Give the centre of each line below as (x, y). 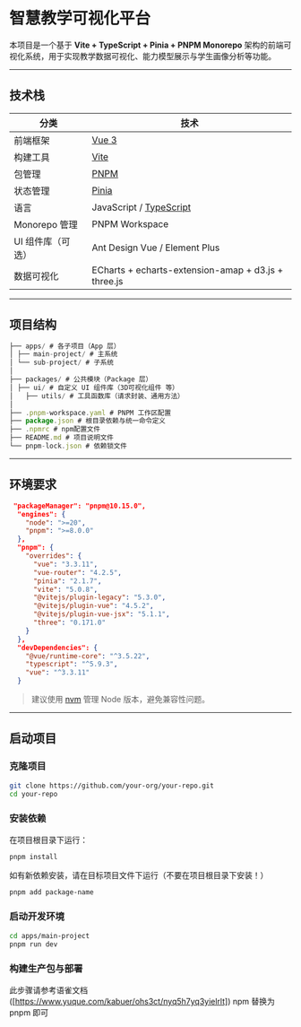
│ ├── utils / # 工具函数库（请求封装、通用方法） (97, 396)
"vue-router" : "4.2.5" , (77, 572)
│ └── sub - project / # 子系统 (62, 363)
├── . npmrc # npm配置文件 (55, 430)
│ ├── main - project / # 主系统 (64, 354)
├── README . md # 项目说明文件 (61, 438)
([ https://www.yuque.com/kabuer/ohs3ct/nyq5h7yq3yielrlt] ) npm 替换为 (142, 1001)
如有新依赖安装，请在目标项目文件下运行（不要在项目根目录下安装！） (139, 875)
